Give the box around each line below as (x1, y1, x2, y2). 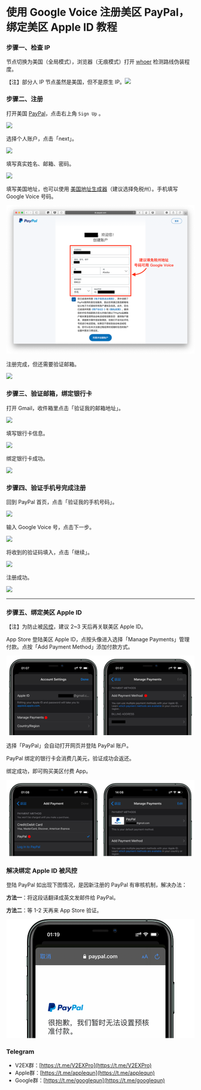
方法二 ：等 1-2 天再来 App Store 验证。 (6, 907, 102, 914)
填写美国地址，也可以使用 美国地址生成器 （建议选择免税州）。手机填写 (6, 185, 178, 192)
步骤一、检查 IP (6, 43, 51, 52)
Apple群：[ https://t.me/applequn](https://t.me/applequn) (14, 1070, 156, 1077)
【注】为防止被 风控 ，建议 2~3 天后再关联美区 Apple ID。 (6, 623, 147, 631)
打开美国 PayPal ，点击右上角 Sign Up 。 (6, 109, 104, 117)
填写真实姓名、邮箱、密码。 (6, 160, 75, 167)
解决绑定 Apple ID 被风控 (6, 866, 78, 874)
